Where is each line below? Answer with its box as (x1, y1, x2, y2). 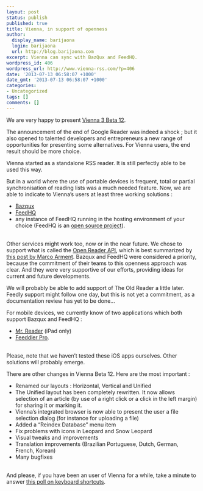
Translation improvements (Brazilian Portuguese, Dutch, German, (15, 440, 179, 448)
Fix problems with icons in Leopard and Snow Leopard (15, 427, 152, 434)
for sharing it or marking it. (15, 401, 82, 409)
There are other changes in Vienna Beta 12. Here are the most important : (6, 370, 190, 378)
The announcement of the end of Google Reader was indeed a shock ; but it (6, 128, 197, 135)
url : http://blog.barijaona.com (12, 49, 94, 55)
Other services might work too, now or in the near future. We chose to (6, 240, 182, 247)
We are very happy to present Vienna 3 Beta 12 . (6, 116, 126, 124)
